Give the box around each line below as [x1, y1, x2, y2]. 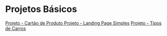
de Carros [5, 25, 26, 31]
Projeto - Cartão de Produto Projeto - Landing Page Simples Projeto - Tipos [5, 20, 162, 26]
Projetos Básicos [5, 3, 77, 15]
